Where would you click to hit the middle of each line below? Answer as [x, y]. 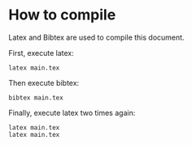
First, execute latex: [41, 53]
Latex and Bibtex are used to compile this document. [96, 37]
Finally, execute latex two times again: [72, 113]
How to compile [62, 15]
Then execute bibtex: [44, 83]
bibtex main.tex [36, 98]
